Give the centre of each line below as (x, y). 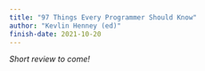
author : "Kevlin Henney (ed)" (66, 26)
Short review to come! (50, 59)
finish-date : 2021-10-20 (55, 34)
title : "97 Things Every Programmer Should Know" (103, 17)
